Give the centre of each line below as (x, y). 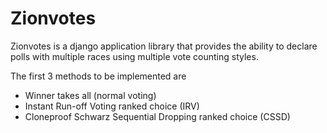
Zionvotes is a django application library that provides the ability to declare (164, 46)
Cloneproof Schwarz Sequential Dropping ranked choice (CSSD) (157, 116)
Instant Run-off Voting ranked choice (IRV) (112, 106)
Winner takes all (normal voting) (90, 95)
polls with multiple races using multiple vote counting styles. (134, 56)
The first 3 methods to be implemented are (98, 76)
